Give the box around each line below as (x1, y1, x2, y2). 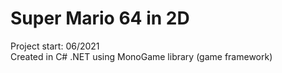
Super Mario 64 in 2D (10, 7, 190, 30)
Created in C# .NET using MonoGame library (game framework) (10, 50, 273, 62)
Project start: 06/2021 (10, 40, 100, 52)
